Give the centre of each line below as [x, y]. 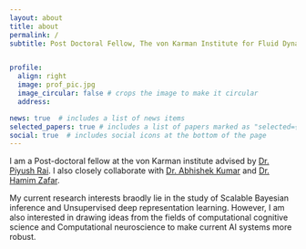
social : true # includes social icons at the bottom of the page [138, 135]
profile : [26, 68]
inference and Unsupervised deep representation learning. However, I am [147, 208]
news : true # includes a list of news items [97, 118]
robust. [23, 237]
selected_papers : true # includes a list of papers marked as [130, 127]
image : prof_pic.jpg [56, 85]
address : [34, 101]
